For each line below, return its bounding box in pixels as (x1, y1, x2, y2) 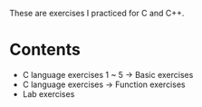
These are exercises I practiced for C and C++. (9, 8, 185, 18)
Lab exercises (22, 88, 75, 99)
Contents (9, 40, 82, 60)
